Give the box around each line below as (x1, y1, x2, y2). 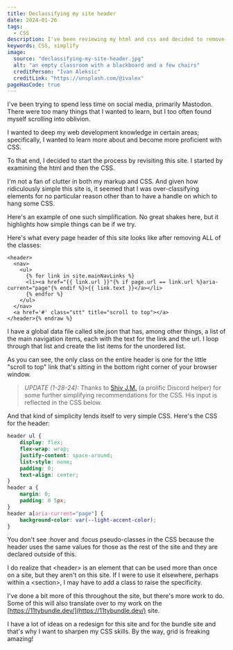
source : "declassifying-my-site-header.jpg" (13, 55, 144, 62)
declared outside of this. (7, 550, 77, 558)
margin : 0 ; (19, 490, 51, 498)
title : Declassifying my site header (7, 10, 116, 17)
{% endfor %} (25, 291, 64, 298)
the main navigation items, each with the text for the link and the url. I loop (7, 334, 219, 343)
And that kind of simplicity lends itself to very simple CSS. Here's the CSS (7, 412, 218, 420)
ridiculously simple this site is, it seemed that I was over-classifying (7, 185, 200, 193)
